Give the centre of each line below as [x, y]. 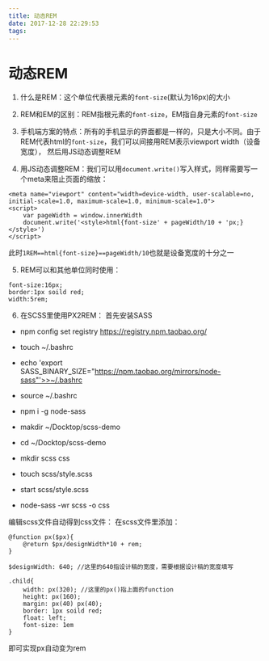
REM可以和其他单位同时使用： [70, 270]
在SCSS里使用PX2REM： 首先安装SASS [86, 315]
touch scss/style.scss [56, 474]
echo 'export [41, 363]
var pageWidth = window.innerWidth [83, 216]
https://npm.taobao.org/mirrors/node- [158, 372]
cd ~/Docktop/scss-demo [63, 443]
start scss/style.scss [54, 490]
